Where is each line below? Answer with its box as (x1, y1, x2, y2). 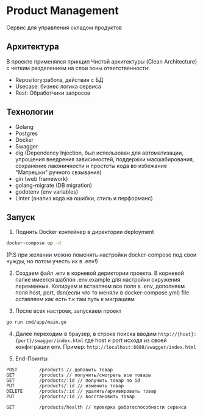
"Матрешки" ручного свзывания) (15, 169, 102, 176)
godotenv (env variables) (15, 188, 79, 195)
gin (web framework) (15, 175, 68, 182)
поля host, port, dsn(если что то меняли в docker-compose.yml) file (15, 289, 190, 296)
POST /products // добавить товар (6, 367, 113, 373)
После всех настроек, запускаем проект (15, 307, 122, 315)
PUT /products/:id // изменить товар (6, 383, 124, 389)
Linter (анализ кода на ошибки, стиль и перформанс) (15, 194, 154, 202)
